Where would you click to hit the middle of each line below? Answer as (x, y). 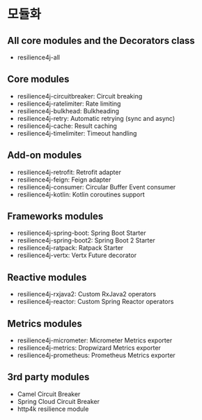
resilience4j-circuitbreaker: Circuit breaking (80, 96)
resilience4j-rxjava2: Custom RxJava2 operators (87, 294)
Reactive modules (47, 277)
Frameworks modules (55, 216)
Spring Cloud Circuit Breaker (58, 401)
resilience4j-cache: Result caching (67, 126)
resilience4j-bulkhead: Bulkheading (68, 111)
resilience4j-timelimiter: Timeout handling (77, 133)
